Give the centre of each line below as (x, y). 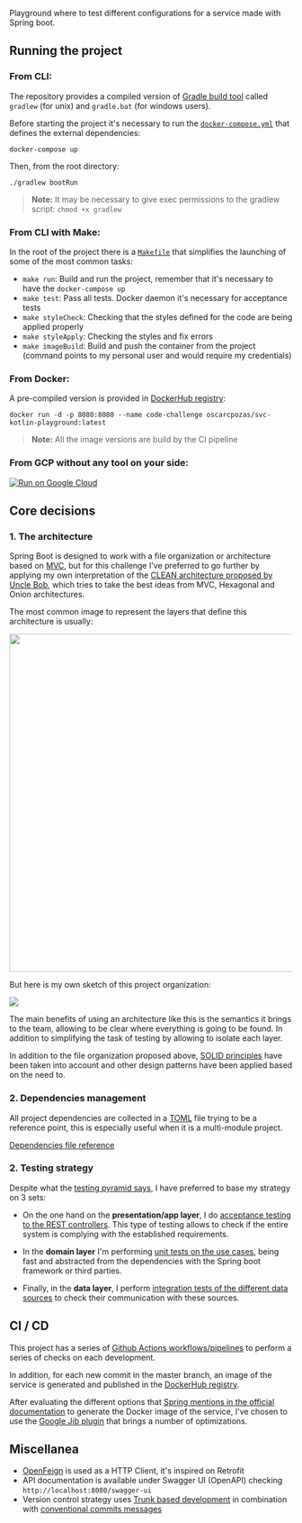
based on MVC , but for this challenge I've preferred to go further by (135, 566)
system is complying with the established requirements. (125, 1234)
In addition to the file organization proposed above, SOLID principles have (146, 1056)
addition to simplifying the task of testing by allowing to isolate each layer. (146, 1038)
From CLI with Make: (55, 232)
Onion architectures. (47, 595)
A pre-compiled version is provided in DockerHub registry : (118, 398)
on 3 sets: (28, 1197)
